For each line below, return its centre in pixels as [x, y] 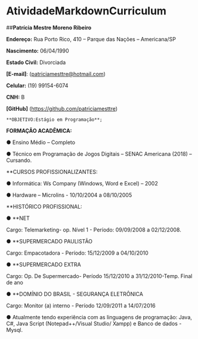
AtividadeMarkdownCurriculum [86, 11]
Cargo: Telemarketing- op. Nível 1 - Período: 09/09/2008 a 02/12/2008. [94, 230]
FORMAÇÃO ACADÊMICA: [39, 130]
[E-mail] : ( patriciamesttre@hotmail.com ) [56, 74]
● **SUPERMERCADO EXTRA [44, 264]
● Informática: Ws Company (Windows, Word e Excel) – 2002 [82, 183]
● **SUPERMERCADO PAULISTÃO [49, 241]
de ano [15, 282]
